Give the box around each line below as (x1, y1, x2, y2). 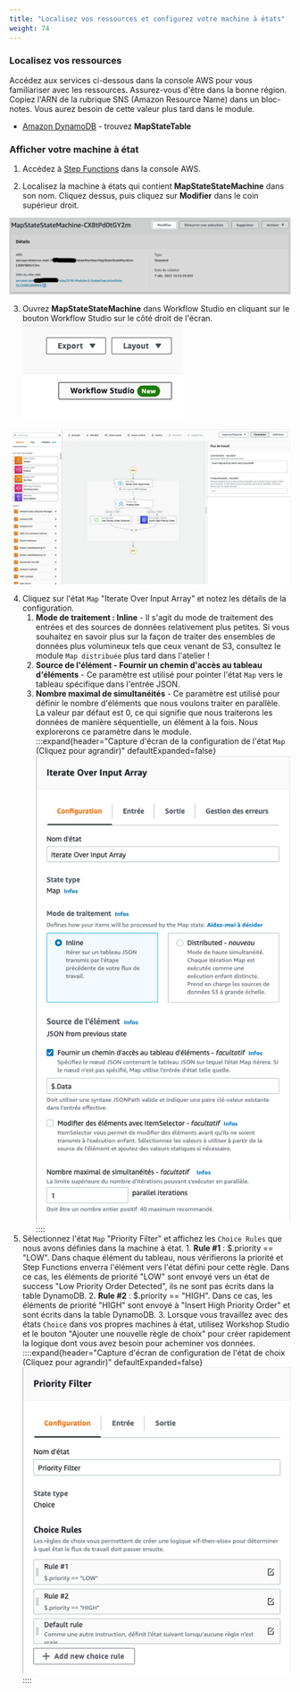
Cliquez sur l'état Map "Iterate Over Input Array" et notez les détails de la (21, 594, 287, 604)
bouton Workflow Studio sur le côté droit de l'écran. (21, 313, 212, 324)
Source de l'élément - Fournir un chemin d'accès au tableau (35, 660, 262, 671)
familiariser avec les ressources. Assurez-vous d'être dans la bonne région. (9, 84, 287, 95)
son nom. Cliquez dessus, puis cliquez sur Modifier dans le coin (21, 191, 259, 201)
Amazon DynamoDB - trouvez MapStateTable (21, 121, 192, 132)
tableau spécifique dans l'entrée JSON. (35, 679, 180, 689)
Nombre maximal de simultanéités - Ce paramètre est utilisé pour (35, 688, 280, 699)
